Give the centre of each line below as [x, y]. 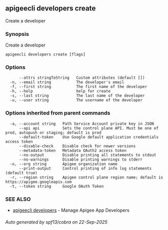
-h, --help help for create [60, 91]
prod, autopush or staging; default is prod [53, 132]
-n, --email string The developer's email [67, 82]
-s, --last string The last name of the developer [77, 96]
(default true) [21, 173]
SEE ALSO [18, 199]
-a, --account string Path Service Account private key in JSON [82, 124]
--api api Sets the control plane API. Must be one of [89, 128]
